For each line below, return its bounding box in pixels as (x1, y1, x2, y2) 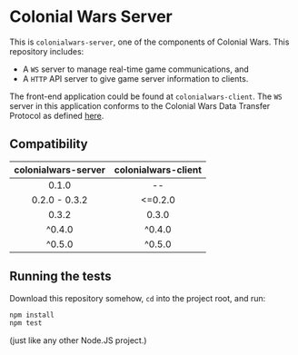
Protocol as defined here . (9, 110, 104, 121)
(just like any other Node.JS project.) (9, 335, 147, 346)
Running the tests (9, 269, 112, 284)
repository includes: (9, 45, 84, 56)
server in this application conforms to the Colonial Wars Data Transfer (9, 100, 271, 111)
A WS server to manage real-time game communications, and (22, 64, 250, 74)
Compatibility (9, 136, 88, 152)
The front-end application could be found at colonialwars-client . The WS (9, 91, 283, 102)
